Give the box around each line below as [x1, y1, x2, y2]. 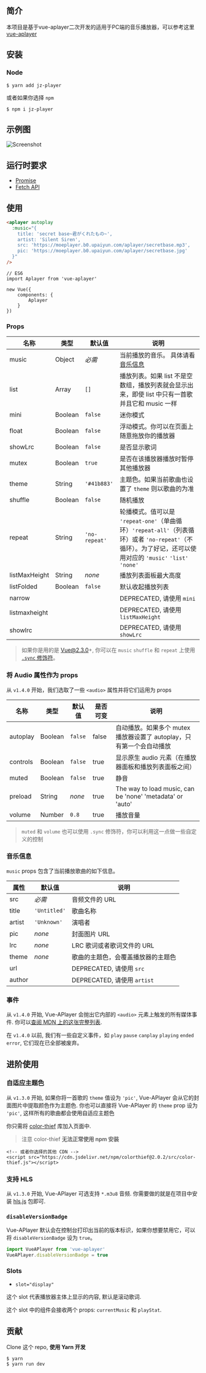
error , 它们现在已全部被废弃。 [6, 1039, 83, 1046]
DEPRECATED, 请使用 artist [71, 975, 154, 984]
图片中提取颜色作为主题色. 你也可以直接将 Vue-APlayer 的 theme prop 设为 [11, 1101, 198, 1109]
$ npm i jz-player [6, 106, 53, 112]
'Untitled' [34, 907, 66, 914]
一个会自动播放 [128, 741, 172, 750]
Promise [15, 177, 37, 184]
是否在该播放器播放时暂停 [119, 455, 194, 463]
